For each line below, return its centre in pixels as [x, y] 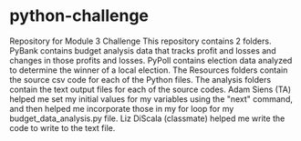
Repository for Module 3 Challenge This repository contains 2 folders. [140, 41]
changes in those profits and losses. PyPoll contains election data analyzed [151, 60]
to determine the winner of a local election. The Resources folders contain [149, 70]
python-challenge [79, 16]
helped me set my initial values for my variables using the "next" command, [151, 99]
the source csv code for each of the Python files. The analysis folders [140, 79]
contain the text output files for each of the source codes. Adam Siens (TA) [150, 89]
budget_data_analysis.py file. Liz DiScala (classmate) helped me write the [147, 118]
